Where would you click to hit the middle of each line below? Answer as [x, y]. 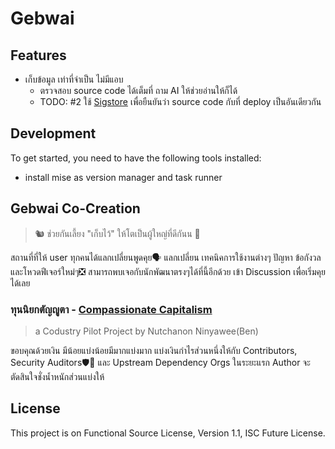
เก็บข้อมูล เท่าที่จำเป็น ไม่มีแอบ [74, 79]
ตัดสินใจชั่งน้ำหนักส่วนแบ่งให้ [57, 376]
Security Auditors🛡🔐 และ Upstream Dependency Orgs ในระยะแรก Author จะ [160, 362]
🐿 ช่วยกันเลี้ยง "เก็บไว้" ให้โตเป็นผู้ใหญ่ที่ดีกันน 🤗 [117, 233]
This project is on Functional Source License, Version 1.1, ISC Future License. [168, 433]
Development [53, 133]
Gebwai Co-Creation [75, 208]
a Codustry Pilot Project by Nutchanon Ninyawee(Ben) [146, 331]
